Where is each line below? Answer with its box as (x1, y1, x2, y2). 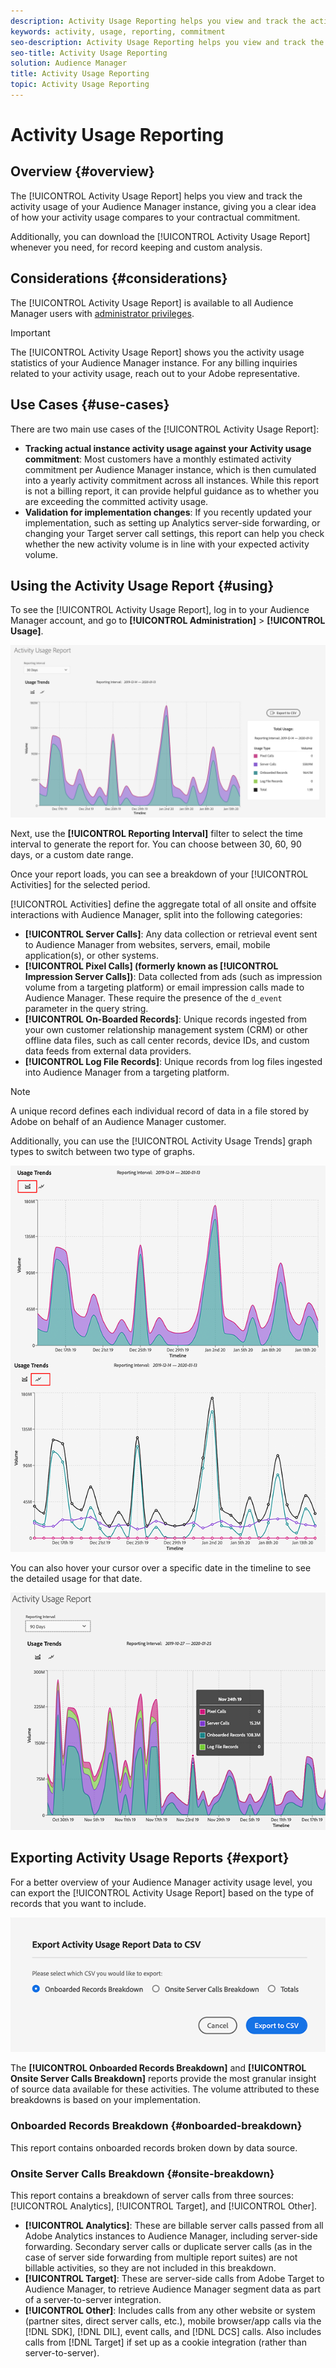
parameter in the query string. (24, 1002, 149, 1014)
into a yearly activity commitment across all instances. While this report (24, 474, 320, 486)
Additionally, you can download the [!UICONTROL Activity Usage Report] (10, 230, 311, 242)
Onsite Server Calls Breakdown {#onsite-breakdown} (10, 2166, 275, 2180)
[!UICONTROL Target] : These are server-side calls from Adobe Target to (24, 2273, 325, 2285)
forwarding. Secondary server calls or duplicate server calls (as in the (24, 2241, 313, 2253)
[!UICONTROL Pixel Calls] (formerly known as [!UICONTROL (24, 960, 279, 972)
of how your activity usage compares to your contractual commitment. (10, 211, 301, 223)
